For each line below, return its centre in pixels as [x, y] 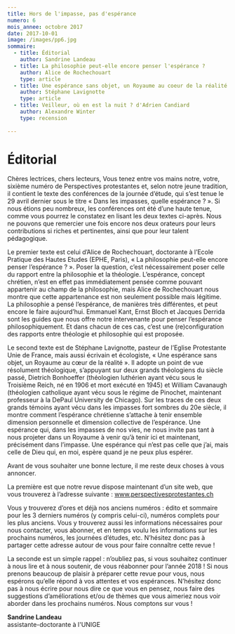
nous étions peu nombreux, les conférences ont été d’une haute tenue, [109, 209]
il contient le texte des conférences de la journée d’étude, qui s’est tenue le [116, 194]
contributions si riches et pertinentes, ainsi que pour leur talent [98, 231]
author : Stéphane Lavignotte [62, 92]
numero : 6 [22, 20]
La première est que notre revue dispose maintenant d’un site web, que [110, 487]
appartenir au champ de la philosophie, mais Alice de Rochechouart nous [113, 289]
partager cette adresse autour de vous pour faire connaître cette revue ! [111, 546]
